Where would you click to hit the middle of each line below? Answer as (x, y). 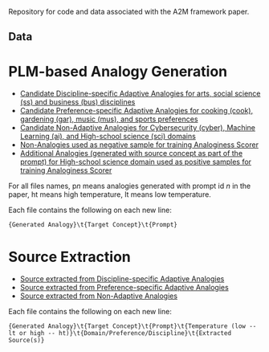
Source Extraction (69, 257)
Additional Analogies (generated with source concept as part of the (131, 153)
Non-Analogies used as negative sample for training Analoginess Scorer (139, 145)
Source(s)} (26, 341)
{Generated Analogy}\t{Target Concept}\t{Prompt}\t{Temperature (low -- (132, 326)
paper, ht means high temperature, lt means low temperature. (110, 194)
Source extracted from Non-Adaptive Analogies (99, 296)
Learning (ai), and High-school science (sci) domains (108, 137)
